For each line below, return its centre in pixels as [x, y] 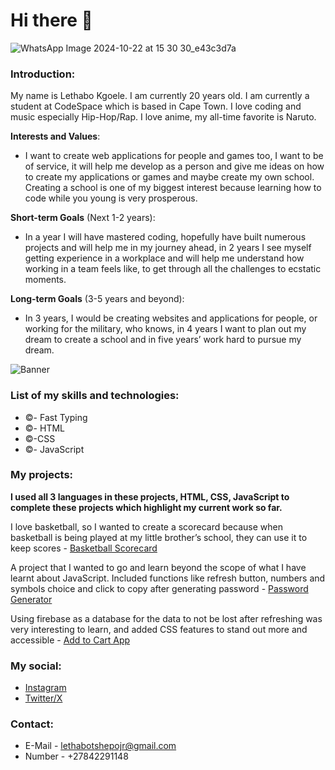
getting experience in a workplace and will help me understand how [164, 258]
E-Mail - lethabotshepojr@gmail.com [100, 746]
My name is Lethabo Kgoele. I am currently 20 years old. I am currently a [160, 96]
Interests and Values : [55, 136]
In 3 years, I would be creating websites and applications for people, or [171, 318]
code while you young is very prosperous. [111, 198]
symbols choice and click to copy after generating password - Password [159, 588]
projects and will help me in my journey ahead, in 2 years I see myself [168, 248]
